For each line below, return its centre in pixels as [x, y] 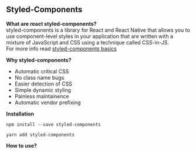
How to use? [21, 145]
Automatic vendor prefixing [48, 102]
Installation [20, 114]
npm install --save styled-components [53, 124]
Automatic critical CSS [42, 71]
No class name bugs [39, 77]
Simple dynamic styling [43, 90]
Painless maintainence [42, 96]
